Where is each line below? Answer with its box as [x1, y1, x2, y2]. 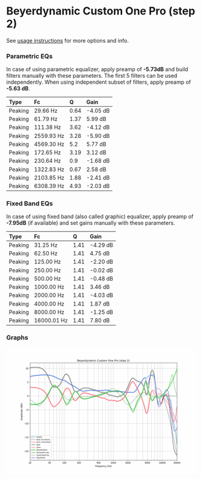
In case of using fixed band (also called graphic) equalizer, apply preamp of [6, 213, 194, 221]
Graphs [6, 333, 28, 342]
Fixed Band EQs [6, 199, 53, 207]
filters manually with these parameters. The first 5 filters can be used [6, 72, 178, 80]
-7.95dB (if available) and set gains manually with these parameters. [6, 219, 176, 227]
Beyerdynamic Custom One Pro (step [6, 4, 196, 18]
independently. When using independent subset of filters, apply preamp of [6, 78, 191, 86]
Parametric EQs [6, 52, 53, 60]
